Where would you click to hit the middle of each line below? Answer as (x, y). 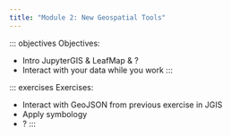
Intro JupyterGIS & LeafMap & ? (80, 60)
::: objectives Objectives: (55, 43)
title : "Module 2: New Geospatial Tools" (88, 17)
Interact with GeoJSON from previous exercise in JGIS (122, 105)
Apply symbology (55, 114)
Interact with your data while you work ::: (97, 70)
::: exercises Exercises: (51, 87)
